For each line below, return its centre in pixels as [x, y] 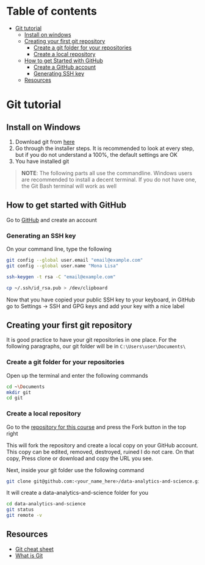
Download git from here [45, 142]
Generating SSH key [59, 73]
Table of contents [52, 11]
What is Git [29, 555]
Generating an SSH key [41, 236]
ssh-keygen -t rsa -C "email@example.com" [61, 277]
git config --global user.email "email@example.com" [75, 261]
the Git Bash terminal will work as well [69, 186]
